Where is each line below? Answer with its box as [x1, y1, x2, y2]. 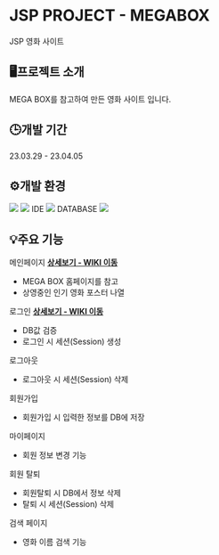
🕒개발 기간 [9, 122, 68, 138]
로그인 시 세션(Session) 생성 [21, 336, 122, 347]
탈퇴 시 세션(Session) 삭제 [21, 499, 114, 510]
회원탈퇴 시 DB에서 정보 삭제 [21, 487, 122, 499]
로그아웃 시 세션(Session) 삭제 [21, 374, 129, 385]
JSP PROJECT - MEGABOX [9, 5, 211, 26]
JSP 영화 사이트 [9, 36, 65, 46]
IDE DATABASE [30, 204, 98, 215]
